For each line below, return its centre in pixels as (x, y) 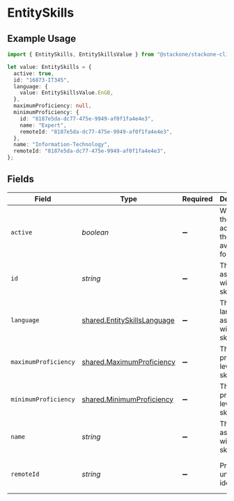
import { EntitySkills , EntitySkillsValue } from (81, 54)
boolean (95, 232)
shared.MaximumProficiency (128, 362)
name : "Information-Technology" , (62, 145)
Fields (21, 179)
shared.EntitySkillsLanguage (128, 320)
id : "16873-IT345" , (42, 80)
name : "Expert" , (44, 125)
